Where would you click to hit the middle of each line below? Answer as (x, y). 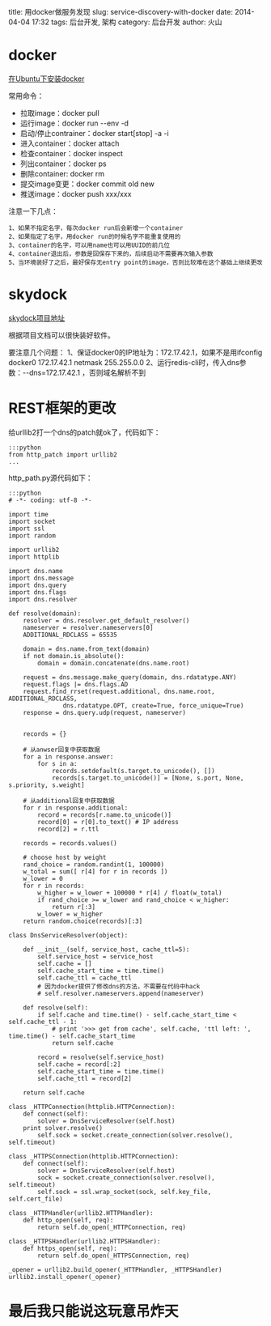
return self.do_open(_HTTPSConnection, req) (114, 1256)
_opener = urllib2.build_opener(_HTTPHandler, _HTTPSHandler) (115, 1269)
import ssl (27, 529)
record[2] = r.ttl (68, 829)
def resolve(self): (56, 1007)
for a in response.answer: (68, 756)
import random (32, 535)
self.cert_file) (36, 1199)
